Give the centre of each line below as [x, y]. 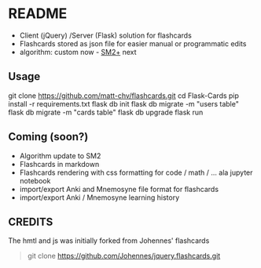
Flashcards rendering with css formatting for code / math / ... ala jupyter [136, 172]
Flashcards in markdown [59, 164]
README [38, 14]
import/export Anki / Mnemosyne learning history [99, 197]
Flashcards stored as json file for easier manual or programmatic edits [133, 43]
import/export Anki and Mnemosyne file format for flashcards [119, 189]
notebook [35, 180]
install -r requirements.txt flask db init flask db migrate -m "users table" [124, 103]
